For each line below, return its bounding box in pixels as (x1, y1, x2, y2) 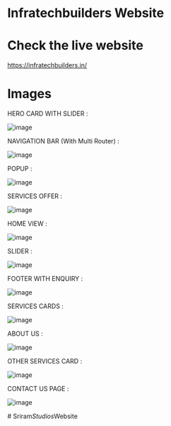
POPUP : (7, 165, 33, 173)
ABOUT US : (7, 329, 44, 338)
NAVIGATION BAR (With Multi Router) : (7, 137, 119, 146)
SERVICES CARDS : (7, 302, 64, 310)
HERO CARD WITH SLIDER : (7, 109, 88, 118)
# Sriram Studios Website (7, 412, 78, 420)
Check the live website (7, 38, 143, 54)
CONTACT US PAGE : (7, 385, 69, 393)
